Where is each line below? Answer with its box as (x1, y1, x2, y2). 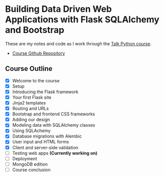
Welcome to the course (12, 77, 60, 83)
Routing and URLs (12, 106, 49, 111)
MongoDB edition (12, 161, 48, 167)
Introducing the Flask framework (12, 89, 79, 95)
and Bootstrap (5, 25, 65, 35)
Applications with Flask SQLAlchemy (5, 14, 160, 25)
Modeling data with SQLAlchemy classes (12, 122, 96, 128)
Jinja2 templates (12, 100, 46, 106)
